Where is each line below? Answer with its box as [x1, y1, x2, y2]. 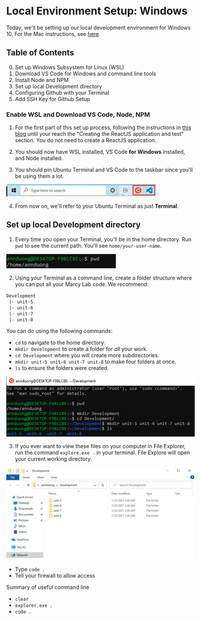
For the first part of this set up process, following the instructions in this [14, 124, 191, 131]
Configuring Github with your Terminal [14, 89, 109, 96]
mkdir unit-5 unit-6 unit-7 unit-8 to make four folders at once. [14, 358, 176, 365]
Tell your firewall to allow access [14, 572, 96, 579]
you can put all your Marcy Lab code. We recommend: [14, 280, 149, 288]
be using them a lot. [14, 172, 64, 180]
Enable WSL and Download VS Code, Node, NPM [6, 110, 151, 118]
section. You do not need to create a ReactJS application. [14, 136, 157, 144]
